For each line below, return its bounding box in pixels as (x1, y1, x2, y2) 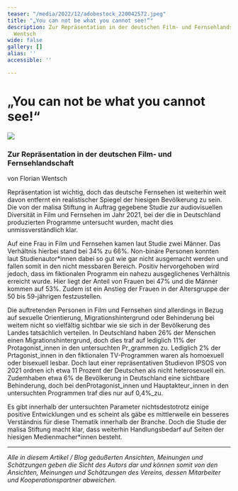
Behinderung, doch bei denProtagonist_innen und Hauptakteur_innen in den (7, 381, 229, 390)
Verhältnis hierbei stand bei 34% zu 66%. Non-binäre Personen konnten (7, 246, 220, 255)
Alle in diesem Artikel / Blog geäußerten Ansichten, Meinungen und (7, 453, 203, 461)
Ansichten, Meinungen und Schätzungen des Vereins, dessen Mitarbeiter (7, 468, 221, 476)
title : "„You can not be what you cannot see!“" (7, 17, 154, 24)
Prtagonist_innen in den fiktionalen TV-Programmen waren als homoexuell (7, 351, 225, 359)
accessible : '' (7, 57, 52, 64)
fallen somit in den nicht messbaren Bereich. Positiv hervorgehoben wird (7, 262, 220, 270)
